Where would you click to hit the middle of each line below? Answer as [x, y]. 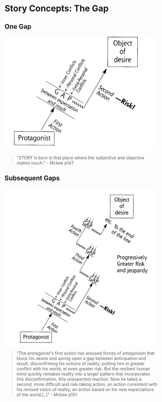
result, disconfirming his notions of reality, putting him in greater [81, 363]
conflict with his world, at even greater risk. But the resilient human [83, 369]
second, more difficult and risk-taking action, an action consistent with [87, 384]
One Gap [18, 27]
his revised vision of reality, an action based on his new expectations [85, 390]
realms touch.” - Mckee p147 [45, 163]
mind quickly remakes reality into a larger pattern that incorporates [83, 374]
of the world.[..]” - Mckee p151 [47, 395]
